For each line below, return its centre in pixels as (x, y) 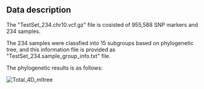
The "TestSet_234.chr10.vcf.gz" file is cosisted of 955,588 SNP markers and (102, 24)
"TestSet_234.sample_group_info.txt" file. (59, 56)
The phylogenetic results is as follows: (54, 68)
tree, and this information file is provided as (61, 49)
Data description (39, 10)
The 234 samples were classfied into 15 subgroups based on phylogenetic (100, 43)
